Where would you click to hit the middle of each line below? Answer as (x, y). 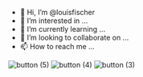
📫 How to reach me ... (57, 46)
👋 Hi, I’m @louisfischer (57, 12)
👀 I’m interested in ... (54, 21)
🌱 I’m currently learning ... (63, 29)
